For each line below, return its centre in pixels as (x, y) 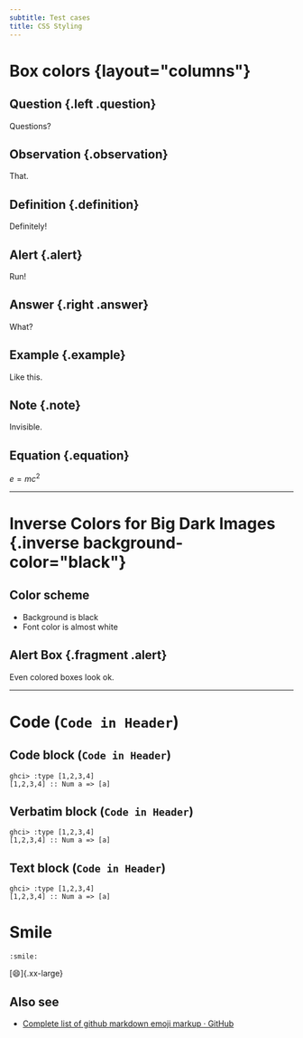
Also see (34, 1001)
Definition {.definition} (74, 204)
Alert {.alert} (46, 255)
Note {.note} (45, 405)
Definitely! (28, 226)
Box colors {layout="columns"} (130, 71)
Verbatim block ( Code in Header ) (101, 812)
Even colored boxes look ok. (62, 677)
